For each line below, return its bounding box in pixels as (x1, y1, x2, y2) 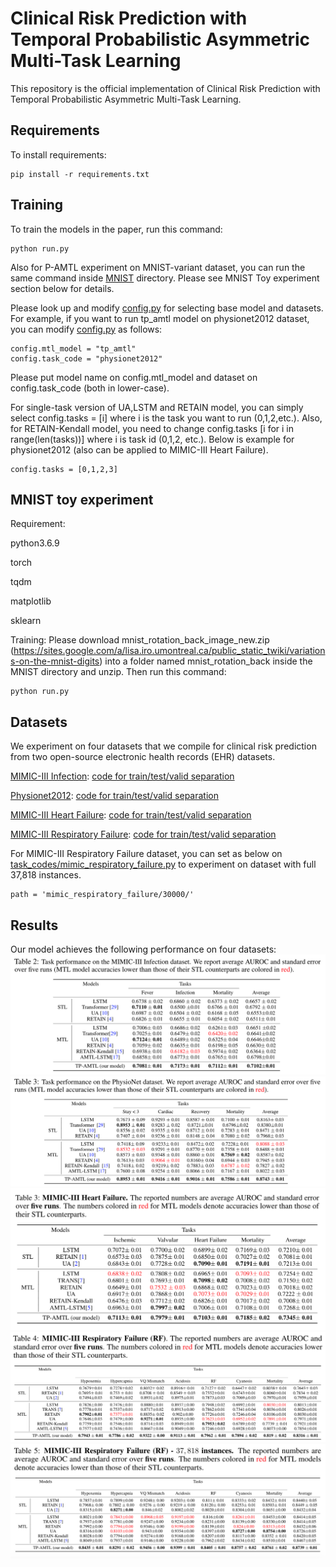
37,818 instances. (10, 869, 82, 881)
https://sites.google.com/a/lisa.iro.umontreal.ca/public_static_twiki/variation (13, 645, 326, 657)
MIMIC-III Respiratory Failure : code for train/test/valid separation (10, 828, 277, 841)
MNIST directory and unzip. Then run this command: (10, 666, 227, 678)
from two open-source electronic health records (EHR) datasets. (10, 751, 276, 763)
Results (10, 917, 59, 934)
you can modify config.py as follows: (10, 323, 163, 335)
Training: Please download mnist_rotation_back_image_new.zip (10, 634, 270, 646)
